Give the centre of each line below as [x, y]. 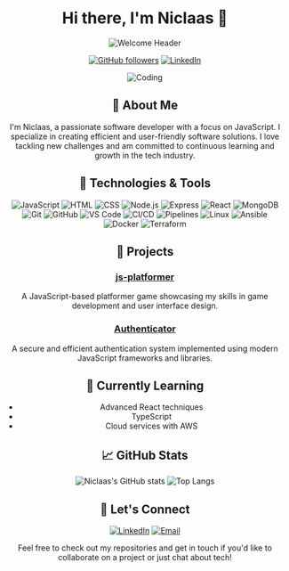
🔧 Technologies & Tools [145, 183]
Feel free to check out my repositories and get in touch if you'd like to [145, 548]
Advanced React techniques [152, 407]
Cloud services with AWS [152, 426]
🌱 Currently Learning [145, 385]
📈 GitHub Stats [145, 455]
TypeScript [152, 417]
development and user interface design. [145, 306]
